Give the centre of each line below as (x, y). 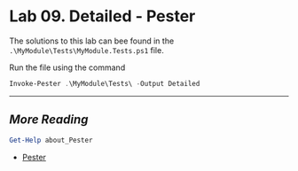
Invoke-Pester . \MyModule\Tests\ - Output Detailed (105, 83)
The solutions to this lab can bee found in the (92, 41)
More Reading (49, 120)
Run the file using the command (67, 67)
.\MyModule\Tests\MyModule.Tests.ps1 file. (86, 50)
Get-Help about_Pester (51, 140)
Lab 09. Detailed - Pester (102, 16)
